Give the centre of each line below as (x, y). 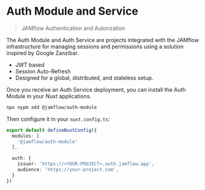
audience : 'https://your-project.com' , (68, 170)
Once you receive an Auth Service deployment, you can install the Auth (96, 89)
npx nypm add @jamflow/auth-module (52, 107)
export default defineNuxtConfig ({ (52, 130)
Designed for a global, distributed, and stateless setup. (84, 78)
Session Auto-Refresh (43, 71)
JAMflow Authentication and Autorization (73, 28)
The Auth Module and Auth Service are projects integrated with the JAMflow (103, 40)
